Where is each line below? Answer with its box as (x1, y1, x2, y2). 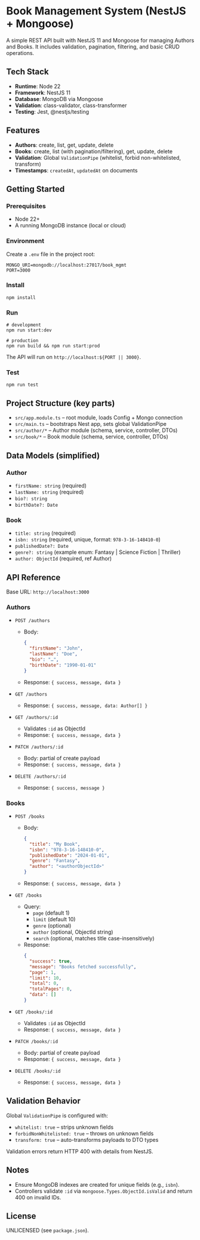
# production (6, 338, 39, 344)
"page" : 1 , (29, 969, 57, 976)
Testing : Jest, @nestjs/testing (14, 108, 90, 115)
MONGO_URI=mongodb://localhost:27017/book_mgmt (6, 262, 127, 268)
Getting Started (6, 184, 65, 194)
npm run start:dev (6, 327, 52, 333)
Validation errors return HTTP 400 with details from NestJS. (6, 1147, 153, 1155)
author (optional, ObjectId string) (32, 928, 113, 936)
